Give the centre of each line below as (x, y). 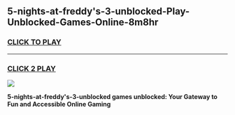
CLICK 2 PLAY (31, 68)
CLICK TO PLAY (34, 43)
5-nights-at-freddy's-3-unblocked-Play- (99, 11)
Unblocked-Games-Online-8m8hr (83, 23)
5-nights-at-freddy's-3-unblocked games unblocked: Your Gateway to (113, 96)
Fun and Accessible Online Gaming (59, 104)
